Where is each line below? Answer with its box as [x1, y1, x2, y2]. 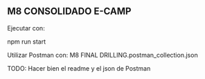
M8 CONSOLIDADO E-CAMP [7, 6, 132, 17]
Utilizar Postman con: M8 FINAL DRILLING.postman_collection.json [7, 51, 199, 59]
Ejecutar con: [7, 24, 45, 32]
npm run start [7, 37, 46, 46]
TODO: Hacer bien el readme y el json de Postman [7, 64, 151, 72]
